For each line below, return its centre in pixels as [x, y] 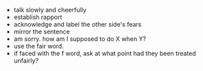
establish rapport [38, 17]
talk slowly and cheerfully [50, 10]
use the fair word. [39, 46]
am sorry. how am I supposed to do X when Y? [80, 39]
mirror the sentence [42, 31]
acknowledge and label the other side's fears [77, 24]
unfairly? [26, 60]
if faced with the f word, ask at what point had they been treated [105, 53]
